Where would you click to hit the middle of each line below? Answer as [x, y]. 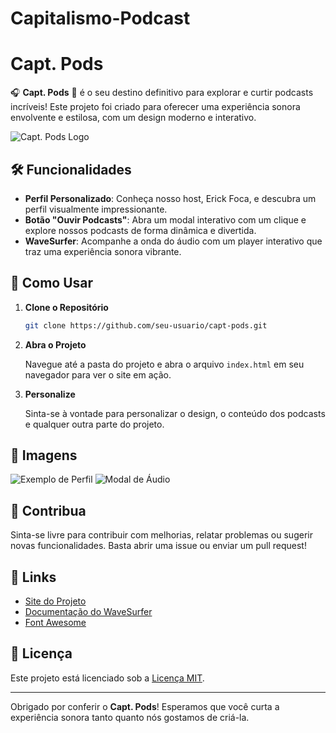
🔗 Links [33, 577]
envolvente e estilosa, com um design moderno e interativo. [133, 118]
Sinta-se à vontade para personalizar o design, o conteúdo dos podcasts [175, 413]
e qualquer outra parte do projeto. [94, 424]
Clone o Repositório [66, 307]
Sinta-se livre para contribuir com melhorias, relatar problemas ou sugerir [161, 535]
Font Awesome [55, 623]
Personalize [50, 394]
